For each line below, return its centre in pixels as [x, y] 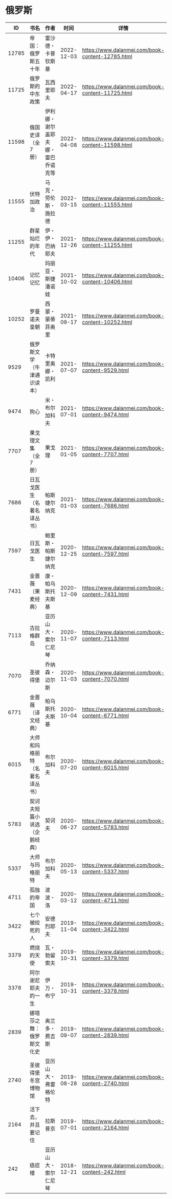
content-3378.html [105, 991]
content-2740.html [105, 1083]
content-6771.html [105, 715]
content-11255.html [107, 245]
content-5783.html [105, 827]
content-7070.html [105, 679]
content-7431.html [105, 594]
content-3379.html [105, 958]
